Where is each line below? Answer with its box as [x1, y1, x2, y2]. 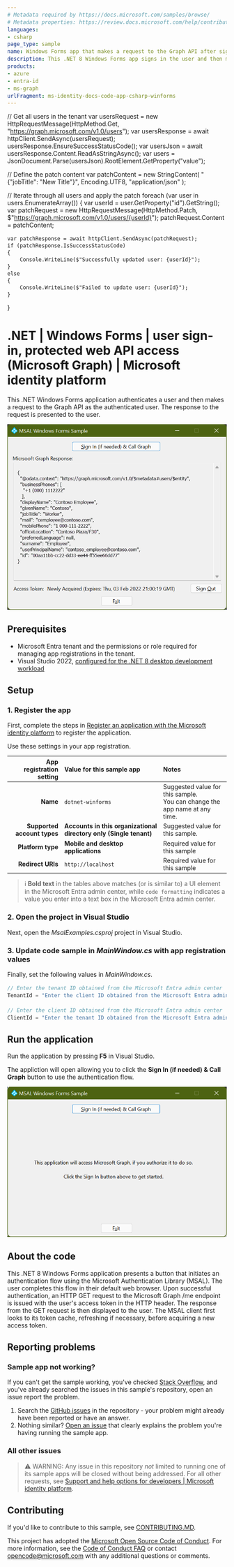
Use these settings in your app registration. [7, 742, 131, 751]
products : [7, 63, 36, 70]
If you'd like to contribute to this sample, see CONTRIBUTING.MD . [7, 1523, 196, 1531]
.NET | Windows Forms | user [7, 328, 180, 344]
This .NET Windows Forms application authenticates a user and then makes [7, 395, 224, 404]
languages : [7, 26, 39, 33]
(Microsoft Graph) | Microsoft [7, 358, 181, 374]
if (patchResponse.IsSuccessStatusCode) [7, 242, 127, 249]
